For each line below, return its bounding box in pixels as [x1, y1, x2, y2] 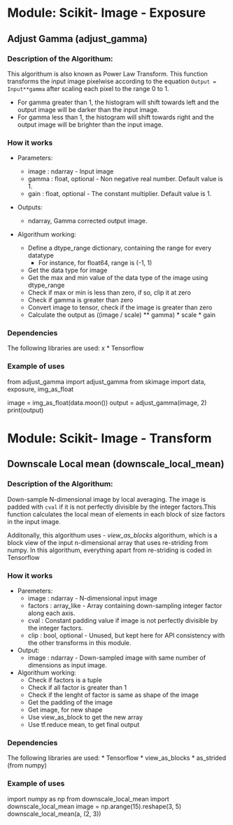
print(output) [7, 406, 44, 414]
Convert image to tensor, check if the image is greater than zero [27, 303, 213, 312]
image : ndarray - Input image [27, 167, 114, 176]
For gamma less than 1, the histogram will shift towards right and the [17, 113, 215, 121]
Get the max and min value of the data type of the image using [27, 274, 209, 282]
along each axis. [27, 609, 76, 617]
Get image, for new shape [27, 705, 103, 714]
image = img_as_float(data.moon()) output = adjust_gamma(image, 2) [7, 398, 207, 407]
